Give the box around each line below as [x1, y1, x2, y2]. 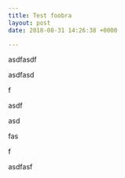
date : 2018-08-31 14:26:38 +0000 [8, 26, 118, 34]
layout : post [8, 19, 51, 27]
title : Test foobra [8, 11, 72, 20]
